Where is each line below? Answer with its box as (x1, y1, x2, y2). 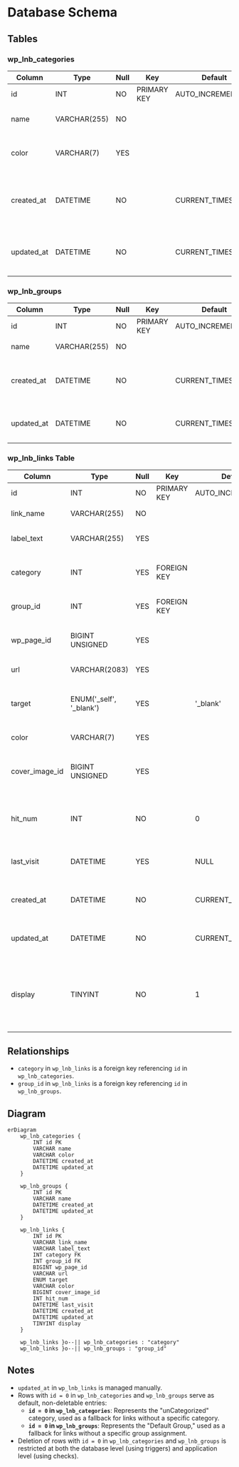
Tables (7, 33, 38, 45)
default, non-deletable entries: (17, 1398, 107, 1407)
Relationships (7, 1045, 70, 1057)
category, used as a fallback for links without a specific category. (28, 1413, 220, 1422)
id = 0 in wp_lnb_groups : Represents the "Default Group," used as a (28, 1421, 225, 1430)
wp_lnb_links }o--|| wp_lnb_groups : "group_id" (20, 1345, 167, 1353)
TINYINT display (33, 1320, 81, 1328)
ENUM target (33, 1276, 69, 1284)
